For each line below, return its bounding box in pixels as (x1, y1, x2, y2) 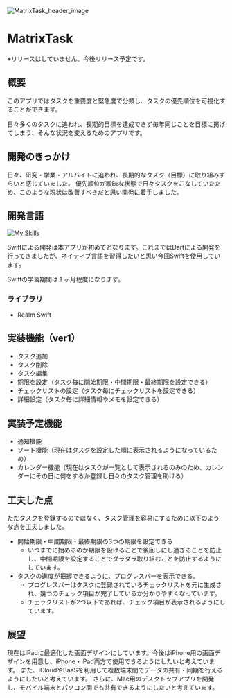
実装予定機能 (7, 417, 62, 429)
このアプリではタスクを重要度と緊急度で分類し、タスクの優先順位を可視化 (7, 96, 220, 105)
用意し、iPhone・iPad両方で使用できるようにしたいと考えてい (30, 657, 209, 665)
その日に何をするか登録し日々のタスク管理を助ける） (35, 472, 188, 480)
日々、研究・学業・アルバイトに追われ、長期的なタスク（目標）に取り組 (7, 171, 213, 179)
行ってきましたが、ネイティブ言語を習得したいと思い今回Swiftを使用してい (7, 252, 221, 260)
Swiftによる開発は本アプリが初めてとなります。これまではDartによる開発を (7, 243, 221, 252)
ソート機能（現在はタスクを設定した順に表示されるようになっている (17, 446, 212, 454)
